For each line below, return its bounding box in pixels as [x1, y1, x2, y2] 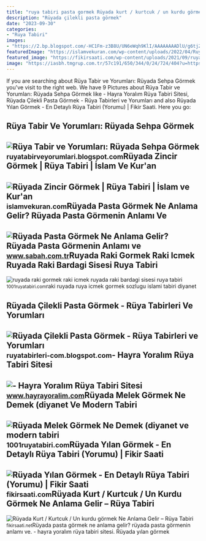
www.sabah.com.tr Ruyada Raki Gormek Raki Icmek [6, 251, 195, 261]
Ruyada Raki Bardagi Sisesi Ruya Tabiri [6, 260, 158, 270]
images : [6, 37, 26, 44]
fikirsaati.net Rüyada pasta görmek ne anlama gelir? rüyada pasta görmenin [6, 521, 191, 529]
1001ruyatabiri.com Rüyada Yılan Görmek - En [6, 439, 172, 450]
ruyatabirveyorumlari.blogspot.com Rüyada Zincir [6, 151, 178, 162]
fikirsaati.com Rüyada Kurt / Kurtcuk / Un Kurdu [6, 489, 182, 499]
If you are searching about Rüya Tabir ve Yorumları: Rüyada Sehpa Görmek [6, 77, 196, 85]
